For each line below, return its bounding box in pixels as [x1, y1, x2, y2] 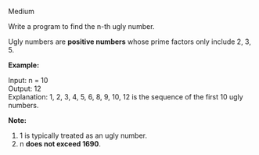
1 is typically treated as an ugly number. [19, 131, 147, 140]
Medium [8, 7, 35, 16]
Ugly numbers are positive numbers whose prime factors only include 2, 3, [8, 37, 252, 46]
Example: [8, 60, 40, 70]
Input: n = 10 [8, 76, 49, 85]
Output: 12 [8, 84, 41, 93]
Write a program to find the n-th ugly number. [8, 22, 155, 31]
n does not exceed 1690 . [19, 139, 102, 148]
